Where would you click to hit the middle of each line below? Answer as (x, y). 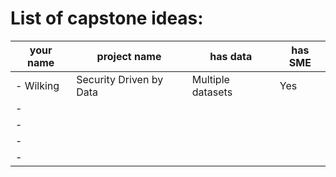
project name (129, 56)
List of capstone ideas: (107, 18)
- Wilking (37, 85)
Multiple (210, 79)
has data (231, 56)
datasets (212, 92)
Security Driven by (120, 79)
